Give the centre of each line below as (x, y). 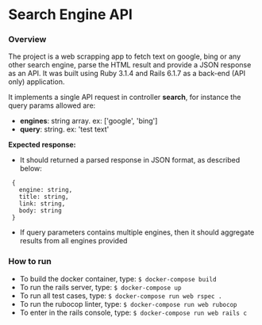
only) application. (37, 82)
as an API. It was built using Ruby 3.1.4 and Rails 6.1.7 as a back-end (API (127, 74)
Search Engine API (71, 15)
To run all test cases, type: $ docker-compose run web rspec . (121, 296)
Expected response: (42, 145)
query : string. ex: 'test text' (64, 129)
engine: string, (46, 190)
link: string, (42, 204)
